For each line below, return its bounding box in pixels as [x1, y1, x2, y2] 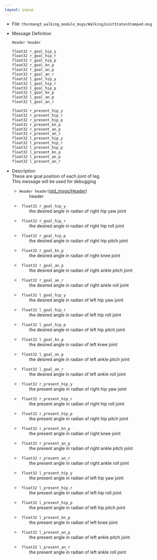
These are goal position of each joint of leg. [11, 173, 101, 179]
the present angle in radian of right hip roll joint [29, 401, 124, 407]
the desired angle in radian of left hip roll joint [29, 312, 121, 318]
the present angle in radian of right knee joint [29, 431, 121, 436]
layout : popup [4, 7, 34, 12]
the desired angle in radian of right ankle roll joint [29, 282, 129, 288]
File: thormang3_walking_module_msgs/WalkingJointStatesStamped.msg [11, 21, 153, 27]
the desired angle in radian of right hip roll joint [29, 223, 124, 229]
